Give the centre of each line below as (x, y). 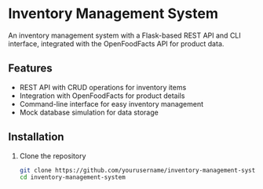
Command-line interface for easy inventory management (111, 104)
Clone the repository (53, 156)
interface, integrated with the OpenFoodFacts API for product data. (116, 43)
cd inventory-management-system (72, 177)
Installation (36, 137)
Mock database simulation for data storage (89, 112)
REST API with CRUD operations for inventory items (103, 87)
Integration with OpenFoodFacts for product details (102, 96)
